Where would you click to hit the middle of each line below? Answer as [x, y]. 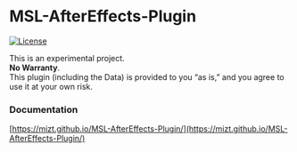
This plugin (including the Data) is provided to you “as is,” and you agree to [147, 76]
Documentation [44, 109]
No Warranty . [35, 68]
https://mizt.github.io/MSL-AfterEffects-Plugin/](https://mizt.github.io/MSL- [150, 129]
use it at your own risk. [51, 86]
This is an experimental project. [67, 58]
